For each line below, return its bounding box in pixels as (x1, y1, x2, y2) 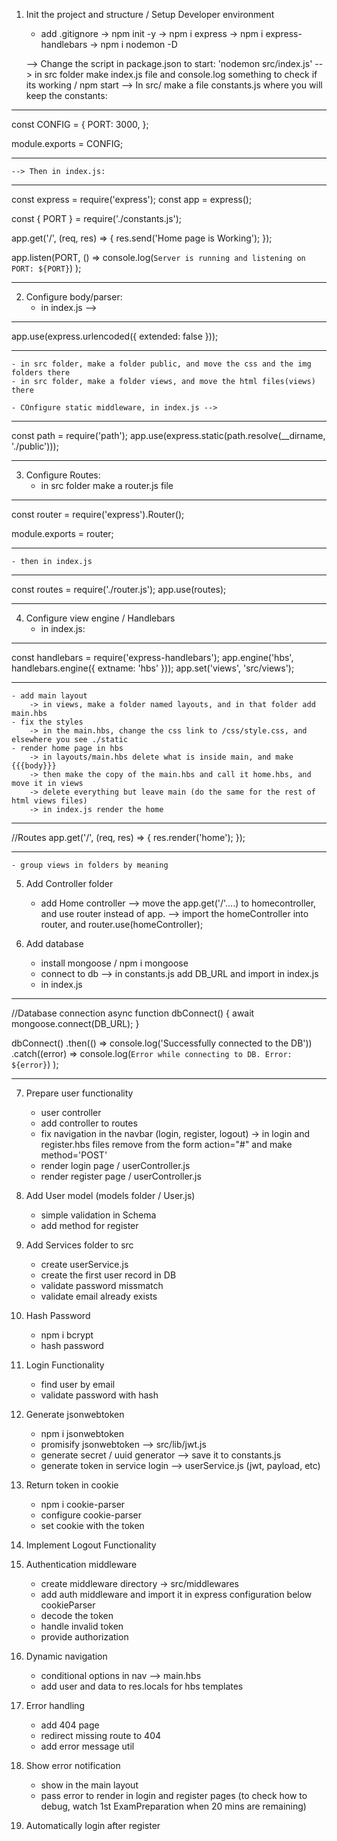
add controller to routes (40, 1117, 138, 1129)
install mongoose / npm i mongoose (40, 957, 189, 969)
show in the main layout (40, 1779, 139, 1791)
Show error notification (25, 1760, 121, 1771)
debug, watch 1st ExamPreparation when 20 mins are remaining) (40, 1800, 307, 1812)
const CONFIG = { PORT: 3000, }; (11, 119, 149, 130)
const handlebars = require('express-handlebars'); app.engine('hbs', (11, 652, 294, 663)
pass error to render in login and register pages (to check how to (40, 1790, 308, 1801)
